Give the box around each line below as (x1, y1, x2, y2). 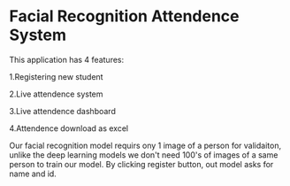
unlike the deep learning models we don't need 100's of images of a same (9, 149, 279, 160)
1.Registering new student (9, 71, 103, 81)
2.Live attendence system (9, 89, 103, 99)
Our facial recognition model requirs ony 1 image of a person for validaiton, (9, 140, 281, 151)
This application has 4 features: (9, 54, 125, 65)
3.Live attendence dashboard (9, 105, 117, 116)
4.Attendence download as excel (9, 122, 129, 134)
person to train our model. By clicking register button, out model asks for (9, 159, 274, 169)
